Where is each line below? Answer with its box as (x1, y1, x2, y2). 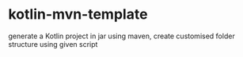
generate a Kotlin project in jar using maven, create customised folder (8, 31, 235, 41)
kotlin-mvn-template (8, 5, 148, 23)
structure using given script (8, 39, 98, 48)
